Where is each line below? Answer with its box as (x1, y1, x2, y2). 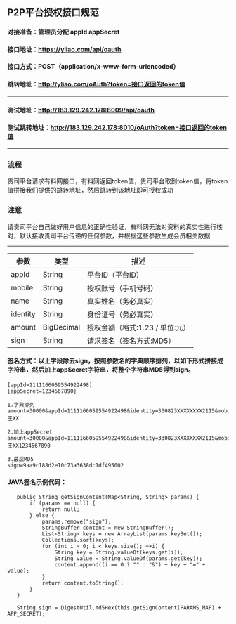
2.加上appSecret (7, 428, 53, 436)
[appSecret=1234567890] (7, 387, 77, 395)
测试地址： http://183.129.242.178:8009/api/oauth (7, 105, 155, 114)
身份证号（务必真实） (86, 309, 158, 319)
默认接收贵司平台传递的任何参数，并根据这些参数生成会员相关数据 (19, 231, 211, 240)
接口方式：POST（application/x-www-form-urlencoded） (7, 63, 180, 71)
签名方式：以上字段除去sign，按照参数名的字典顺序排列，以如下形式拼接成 (7, 357, 223, 365)
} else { (29, 512, 55, 519)
